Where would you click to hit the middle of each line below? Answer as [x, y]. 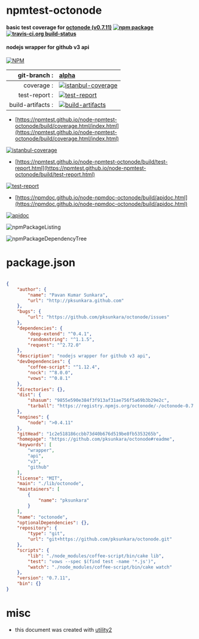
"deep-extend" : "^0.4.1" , [60, 334]
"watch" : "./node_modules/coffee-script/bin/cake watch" [100, 567]
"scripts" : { [33, 550]
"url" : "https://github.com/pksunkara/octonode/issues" [99, 317]
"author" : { [32, 289]
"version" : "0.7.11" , [44, 578]
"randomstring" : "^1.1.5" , [61, 339]
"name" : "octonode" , [42, 517]
